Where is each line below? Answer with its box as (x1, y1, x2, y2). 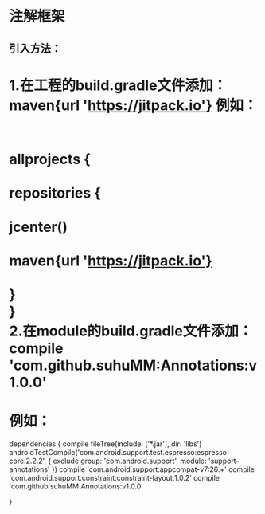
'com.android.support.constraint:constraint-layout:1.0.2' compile (9, 473, 220, 482)
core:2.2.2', (9, 456, 47, 465)
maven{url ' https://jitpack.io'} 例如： (9, 96, 258, 114)
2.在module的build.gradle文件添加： (9, 322, 253, 339)
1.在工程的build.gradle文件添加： (9, 77, 228, 94)
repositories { (9, 184, 101, 202)
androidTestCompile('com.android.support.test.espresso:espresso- (9, 447, 230, 457)
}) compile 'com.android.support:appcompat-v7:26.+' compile (51, 464, 255, 474)
